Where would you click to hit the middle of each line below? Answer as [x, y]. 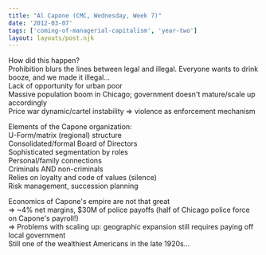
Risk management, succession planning [73, 186]
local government [37, 235]
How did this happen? [44, 61]
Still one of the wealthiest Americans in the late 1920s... [99, 244]
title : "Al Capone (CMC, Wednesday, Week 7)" [85, 16]
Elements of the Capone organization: [70, 127]
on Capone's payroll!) [43, 218]
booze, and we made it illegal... [59, 77]
